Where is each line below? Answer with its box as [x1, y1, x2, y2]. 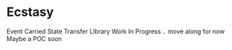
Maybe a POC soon [6, 34, 62, 42]
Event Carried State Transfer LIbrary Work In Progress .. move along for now [6, 27, 225, 35]
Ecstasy [6, 4, 54, 20]
